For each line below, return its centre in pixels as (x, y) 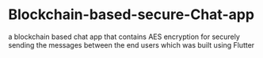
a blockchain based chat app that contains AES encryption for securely (124, 37)
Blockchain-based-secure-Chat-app (131, 15)
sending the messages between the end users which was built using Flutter (131, 44)
